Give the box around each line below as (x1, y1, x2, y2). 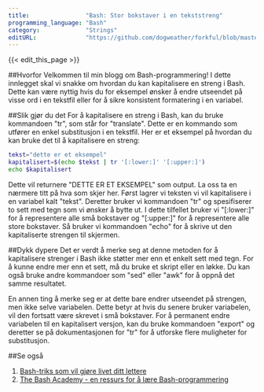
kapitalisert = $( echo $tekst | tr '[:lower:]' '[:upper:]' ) (8, 158, 206, 166)
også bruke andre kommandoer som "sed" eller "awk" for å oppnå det (8, 270, 235, 279)
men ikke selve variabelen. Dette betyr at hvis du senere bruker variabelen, (8, 302, 251, 312)
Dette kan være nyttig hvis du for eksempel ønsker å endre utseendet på (8, 87, 243, 97)
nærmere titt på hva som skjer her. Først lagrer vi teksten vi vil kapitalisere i (8, 188, 251, 198)
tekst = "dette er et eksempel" (8, 151, 108, 159)
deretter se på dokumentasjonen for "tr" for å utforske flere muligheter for (8, 327, 247, 337)
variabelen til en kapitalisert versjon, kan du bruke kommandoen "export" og (8, 319, 255, 328)
